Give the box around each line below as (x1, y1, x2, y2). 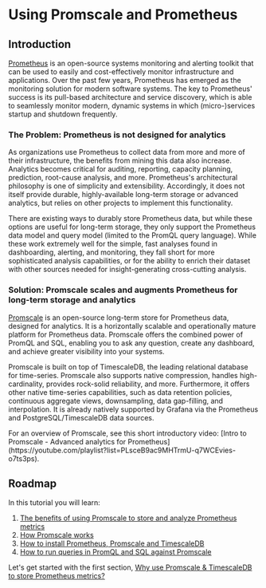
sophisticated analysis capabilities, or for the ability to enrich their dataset (8, 256, 251, 266)
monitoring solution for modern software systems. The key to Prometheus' (8, 84, 252, 93)
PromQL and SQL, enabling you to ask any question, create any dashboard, (8, 337, 255, 348)
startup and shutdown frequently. (8, 109, 118, 119)
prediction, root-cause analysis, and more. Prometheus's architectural (8, 173, 238, 183)
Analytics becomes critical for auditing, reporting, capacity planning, (8, 164, 233, 174)
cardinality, (8, 379, 45, 389)
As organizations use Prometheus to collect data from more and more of (8, 148, 245, 157)
